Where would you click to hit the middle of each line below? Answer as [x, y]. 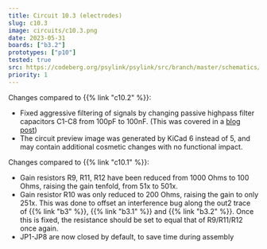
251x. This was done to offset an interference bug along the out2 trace [135, 203]
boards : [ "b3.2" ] [37, 45]
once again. [39, 228]
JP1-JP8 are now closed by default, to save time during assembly [127, 236]
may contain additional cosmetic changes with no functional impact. [131, 146]
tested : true [30, 60]
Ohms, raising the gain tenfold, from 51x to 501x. [99, 186]
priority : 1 [28, 75]
